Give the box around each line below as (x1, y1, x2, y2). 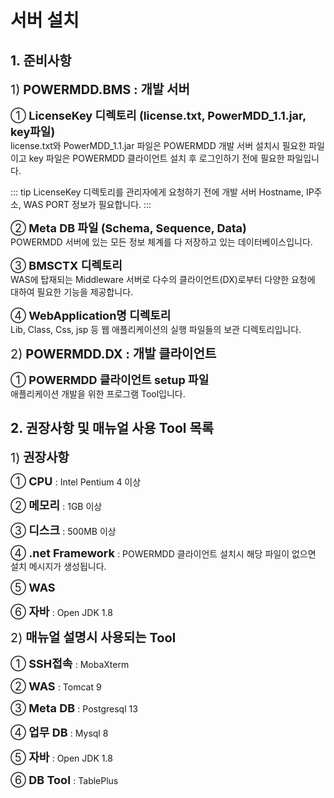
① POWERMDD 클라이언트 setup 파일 (10, 373, 210, 387)
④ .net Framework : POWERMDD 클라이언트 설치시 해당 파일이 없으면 (10, 546, 317, 560)
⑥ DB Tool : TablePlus (10, 772, 119, 787)
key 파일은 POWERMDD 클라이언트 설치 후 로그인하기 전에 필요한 (28, 152, 285, 164)
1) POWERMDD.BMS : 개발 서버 (10, 82, 190, 98)
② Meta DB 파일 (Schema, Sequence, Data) (10, 221, 247, 235)
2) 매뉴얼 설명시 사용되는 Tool (10, 629, 177, 646)
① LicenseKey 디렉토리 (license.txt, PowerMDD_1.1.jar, (10, 109, 307, 123)
